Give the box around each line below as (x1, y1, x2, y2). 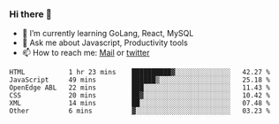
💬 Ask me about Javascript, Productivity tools (21, 37, 188, 48)
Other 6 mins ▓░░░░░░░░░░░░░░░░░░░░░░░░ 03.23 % (9, 106, 271, 116)
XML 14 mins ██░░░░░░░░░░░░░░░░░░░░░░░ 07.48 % (9, 99, 271, 108)
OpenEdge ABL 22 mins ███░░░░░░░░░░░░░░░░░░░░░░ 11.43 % (9, 83, 271, 92)
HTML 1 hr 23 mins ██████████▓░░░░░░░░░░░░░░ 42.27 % (9, 68, 271, 77)
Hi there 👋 (9, 8, 53, 20)
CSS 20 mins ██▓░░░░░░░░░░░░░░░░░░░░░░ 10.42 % (9, 91, 271, 100)
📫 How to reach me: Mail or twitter (21, 48, 150, 58)
